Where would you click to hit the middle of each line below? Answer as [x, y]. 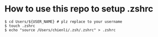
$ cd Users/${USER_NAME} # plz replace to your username [63, 22]
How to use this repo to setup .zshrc [79, 9]
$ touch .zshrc [20, 26]
